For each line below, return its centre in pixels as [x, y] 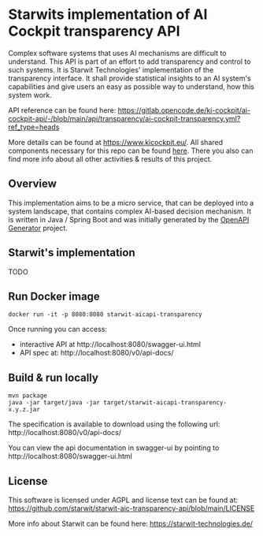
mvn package [28, 396]
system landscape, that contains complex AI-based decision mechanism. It [130, 211]
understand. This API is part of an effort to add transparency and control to [130, 61]
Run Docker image [54, 296]
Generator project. [38, 228]
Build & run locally [53, 377]
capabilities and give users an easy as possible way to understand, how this [131, 86]
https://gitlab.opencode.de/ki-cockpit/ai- [184, 110]
